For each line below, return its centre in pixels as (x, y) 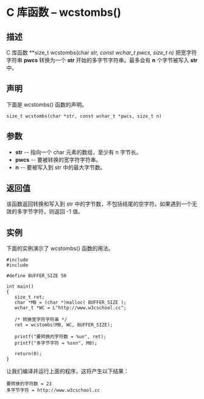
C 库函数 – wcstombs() (64, 12)
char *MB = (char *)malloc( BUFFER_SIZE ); (70, 303)
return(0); (28, 354)
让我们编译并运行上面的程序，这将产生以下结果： (68, 371)
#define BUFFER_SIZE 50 (37, 276)
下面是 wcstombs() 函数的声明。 (47, 105)
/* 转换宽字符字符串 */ (41, 320)
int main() (20, 286)
